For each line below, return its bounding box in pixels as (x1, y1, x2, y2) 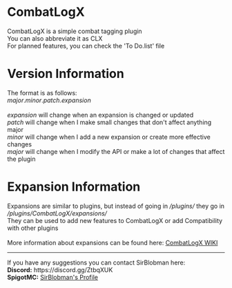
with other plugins (7, 224, 59, 232)
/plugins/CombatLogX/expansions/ (7, 209, 107, 218)
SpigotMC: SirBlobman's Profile (7, 273, 99, 281)
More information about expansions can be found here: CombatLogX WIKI (7, 238, 218, 247)
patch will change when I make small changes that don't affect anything (7, 118, 212, 126)
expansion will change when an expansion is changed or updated (7, 111, 194, 119)
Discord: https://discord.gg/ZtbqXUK (7, 265, 113, 273)
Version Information (7, 66, 124, 81)
